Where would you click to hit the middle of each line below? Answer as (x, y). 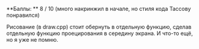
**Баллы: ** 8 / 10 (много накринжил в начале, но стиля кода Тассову (99, 9)
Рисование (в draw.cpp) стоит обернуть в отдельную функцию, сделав (99, 27)
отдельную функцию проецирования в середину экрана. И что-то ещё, (99, 33)
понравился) (23, 15)
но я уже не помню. (32, 40)
